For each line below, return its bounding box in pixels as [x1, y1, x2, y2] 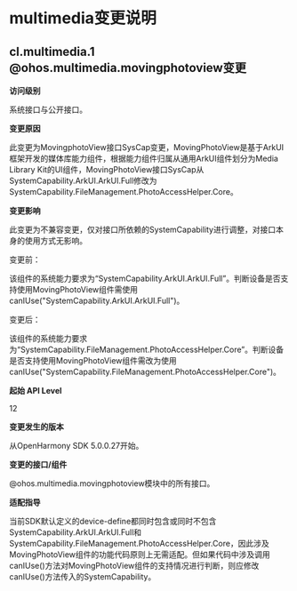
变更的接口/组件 [9, 459, 68, 469]
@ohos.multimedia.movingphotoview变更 [9, 60, 247, 76]
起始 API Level [9, 386, 62, 395]
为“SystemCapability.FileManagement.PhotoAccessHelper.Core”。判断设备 [9, 344, 285, 355]
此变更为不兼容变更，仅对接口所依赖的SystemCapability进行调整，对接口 [9, 224, 277, 235]
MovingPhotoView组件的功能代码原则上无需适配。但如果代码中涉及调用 [9, 549, 271, 560]
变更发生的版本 [9, 421, 64, 432]
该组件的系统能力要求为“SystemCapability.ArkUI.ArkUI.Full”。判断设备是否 [9, 273, 281, 284]
